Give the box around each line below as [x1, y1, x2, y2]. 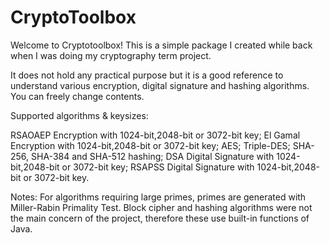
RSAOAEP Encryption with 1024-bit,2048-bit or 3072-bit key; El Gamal [10, 129, 301, 141]
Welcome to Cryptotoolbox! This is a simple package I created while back [10, 39, 313, 51]
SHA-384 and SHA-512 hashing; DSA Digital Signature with [31, 150, 275, 162]
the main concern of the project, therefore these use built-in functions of [10, 212, 310, 224]
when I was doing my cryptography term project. [10, 49, 212, 61]
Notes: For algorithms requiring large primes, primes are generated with [10, 191, 307, 203]
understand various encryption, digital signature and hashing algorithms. [10, 79, 310, 91]
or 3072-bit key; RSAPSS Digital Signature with [61, 161, 255, 173]
